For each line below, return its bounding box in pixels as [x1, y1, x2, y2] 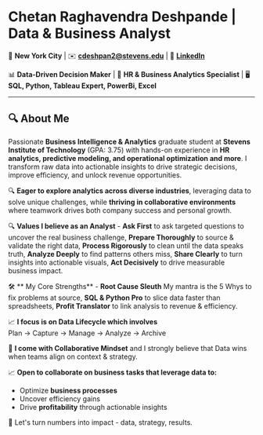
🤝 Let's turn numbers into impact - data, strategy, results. [8, 417, 193, 427]
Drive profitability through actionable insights [19, 402, 168, 411]
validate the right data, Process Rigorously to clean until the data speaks [8, 240, 244, 250]
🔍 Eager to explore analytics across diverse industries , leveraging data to [8, 185, 252, 196]
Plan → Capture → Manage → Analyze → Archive [8, 328, 167, 338]
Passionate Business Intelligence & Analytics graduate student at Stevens [8, 137, 250, 146]
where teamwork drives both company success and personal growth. [8, 205, 232, 215]
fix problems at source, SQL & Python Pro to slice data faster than [8, 293, 221, 302]
